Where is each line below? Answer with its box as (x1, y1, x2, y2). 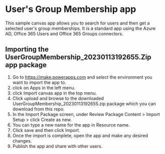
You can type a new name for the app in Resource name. (12, 121, 130, 128)
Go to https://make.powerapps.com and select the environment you (12, 74, 152, 80)
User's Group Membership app (5, 3, 136, 15)
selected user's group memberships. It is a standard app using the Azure (5, 25, 156, 31)
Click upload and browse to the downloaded (12, 95, 104, 101)
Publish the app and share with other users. (12, 143, 103, 149)
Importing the (5, 45, 49, 53)
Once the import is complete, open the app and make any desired (12, 132, 148, 138)
